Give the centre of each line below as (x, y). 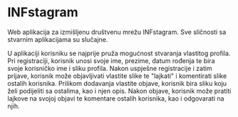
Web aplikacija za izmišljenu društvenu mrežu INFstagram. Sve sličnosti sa (117, 32)
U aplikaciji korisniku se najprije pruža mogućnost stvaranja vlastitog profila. (119, 53)
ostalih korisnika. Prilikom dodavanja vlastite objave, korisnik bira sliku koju (117, 83)
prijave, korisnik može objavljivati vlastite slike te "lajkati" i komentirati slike (117, 76)
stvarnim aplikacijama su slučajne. (58, 39)
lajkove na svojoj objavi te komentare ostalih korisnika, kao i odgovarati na (116, 98)
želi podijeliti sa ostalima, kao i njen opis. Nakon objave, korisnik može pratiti (119, 91)
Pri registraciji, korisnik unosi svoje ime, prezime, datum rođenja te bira (111, 60)
